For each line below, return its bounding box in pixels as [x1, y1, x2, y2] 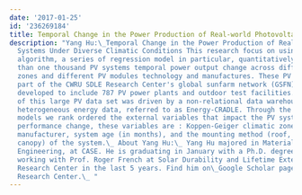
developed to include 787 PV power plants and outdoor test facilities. [17, 88, 296, 97]
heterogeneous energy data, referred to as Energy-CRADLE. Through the [17, 105, 292, 114]
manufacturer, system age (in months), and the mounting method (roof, [17, 130, 292, 139]
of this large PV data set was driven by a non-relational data [17, 96, 263, 106]
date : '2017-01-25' [9, 13, 83, 22]
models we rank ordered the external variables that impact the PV [17, 113, 276, 122]
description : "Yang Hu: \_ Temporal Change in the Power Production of [9, 38, 276, 48]
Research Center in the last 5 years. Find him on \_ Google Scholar [17, 164, 276, 173]
